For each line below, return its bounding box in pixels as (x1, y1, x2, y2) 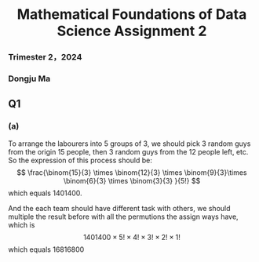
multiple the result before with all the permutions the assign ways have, (8, 212, 239, 221)
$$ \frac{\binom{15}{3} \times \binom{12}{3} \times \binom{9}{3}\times (16, 167, 247, 177)
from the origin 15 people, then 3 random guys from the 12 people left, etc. (8, 147, 249, 156)
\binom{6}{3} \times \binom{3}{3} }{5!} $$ (63, 176, 201, 185)
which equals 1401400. (8, 188, 82, 198)
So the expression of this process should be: (8, 155, 153, 165)
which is (8, 220, 35, 229)
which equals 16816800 (8, 245, 85, 254)
